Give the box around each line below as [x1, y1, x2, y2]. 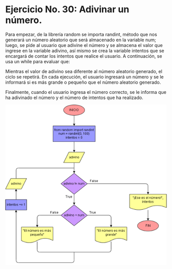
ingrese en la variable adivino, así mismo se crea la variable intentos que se [5, 47, 165, 54]
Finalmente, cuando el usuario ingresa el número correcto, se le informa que [5, 89, 166, 95]
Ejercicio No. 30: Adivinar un [5, 4, 130, 15]
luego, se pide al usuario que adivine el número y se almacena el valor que [5, 42, 163, 48]
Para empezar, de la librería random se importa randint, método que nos [5, 31, 157, 37]
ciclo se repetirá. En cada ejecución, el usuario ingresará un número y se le [5, 74, 164, 80]
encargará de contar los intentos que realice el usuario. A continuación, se [5, 53, 162, 59]
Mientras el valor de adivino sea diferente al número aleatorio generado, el [5, 68, 163, 75]
